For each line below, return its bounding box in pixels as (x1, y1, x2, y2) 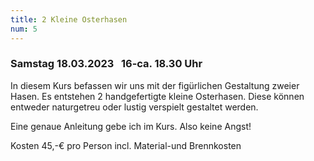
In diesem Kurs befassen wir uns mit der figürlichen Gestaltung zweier (10, 79, 300, 91)
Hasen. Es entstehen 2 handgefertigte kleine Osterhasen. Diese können (10, 90, 305, 102)
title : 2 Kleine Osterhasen (10, 14, 128, 25)
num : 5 (10, 24, 38, 34)
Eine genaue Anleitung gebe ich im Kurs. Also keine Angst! (10, 120, 252, 132)
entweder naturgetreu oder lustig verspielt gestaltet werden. (10, 101, 259, 113)
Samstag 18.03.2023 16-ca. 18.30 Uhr (10, 57, 203, 71)
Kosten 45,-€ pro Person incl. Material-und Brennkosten (10, 139, 242, 151)
